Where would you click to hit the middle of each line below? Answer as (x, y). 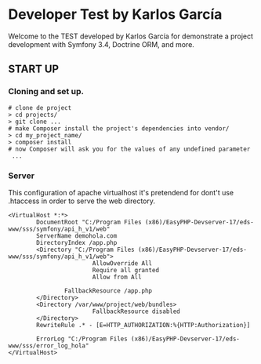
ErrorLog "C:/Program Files (82, 339)
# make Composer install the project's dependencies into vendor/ (119, 128)
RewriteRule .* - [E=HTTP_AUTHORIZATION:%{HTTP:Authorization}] (143, 325)
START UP (34, 69)
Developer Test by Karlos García (115, 15)
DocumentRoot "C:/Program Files (89, 222)
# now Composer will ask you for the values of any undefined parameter (129, 149)
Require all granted (125, 270)
